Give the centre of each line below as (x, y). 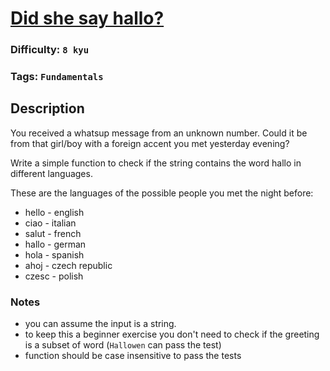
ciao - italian (50, 223)
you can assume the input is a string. (100, 324)
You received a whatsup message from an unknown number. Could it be (159, 133)
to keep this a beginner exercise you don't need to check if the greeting (172, 334)
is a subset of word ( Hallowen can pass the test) (123, 345)
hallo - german (55, 244)
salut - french (53, 233)
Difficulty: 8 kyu (50, 50)
